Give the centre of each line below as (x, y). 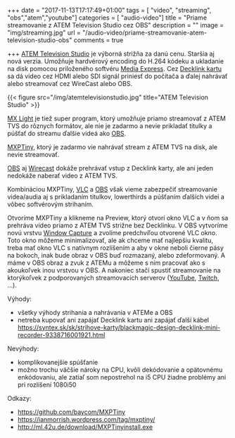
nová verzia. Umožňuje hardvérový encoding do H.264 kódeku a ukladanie (115, 61)
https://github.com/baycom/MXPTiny (71, 412)
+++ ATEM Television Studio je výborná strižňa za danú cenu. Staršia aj (111, 54)
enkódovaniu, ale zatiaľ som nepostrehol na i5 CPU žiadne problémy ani (122, 377)
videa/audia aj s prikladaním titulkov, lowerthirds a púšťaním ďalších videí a (116, 197)
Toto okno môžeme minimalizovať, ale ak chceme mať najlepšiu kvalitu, (110, 240)
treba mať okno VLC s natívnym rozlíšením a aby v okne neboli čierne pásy (115, 248)
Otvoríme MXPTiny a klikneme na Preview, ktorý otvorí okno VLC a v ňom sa (118, 218)
